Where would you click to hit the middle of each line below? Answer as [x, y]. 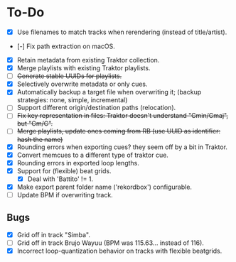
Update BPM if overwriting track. [65, 195]
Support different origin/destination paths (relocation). [96, 108]
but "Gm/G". [35, 124]
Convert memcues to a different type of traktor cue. [92, 155]
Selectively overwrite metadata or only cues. [82, 84]
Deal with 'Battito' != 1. [60, 179]
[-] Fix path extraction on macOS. [66, 46]
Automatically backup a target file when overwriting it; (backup [109, 92]
